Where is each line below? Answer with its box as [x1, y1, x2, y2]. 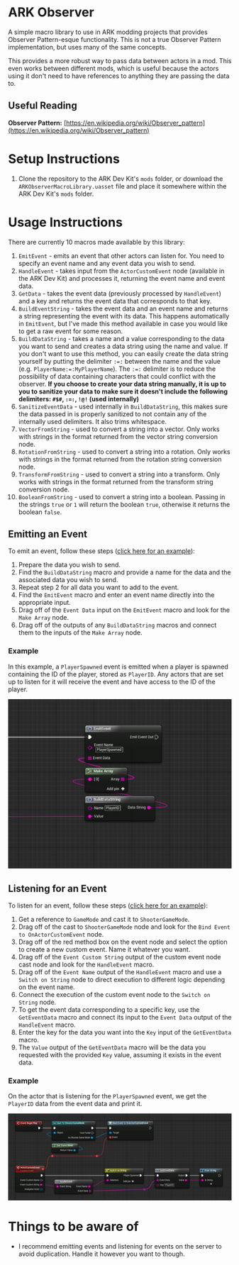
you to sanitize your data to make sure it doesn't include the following [18, 387, 228, 396]
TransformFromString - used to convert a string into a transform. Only [18, 469, 221, 479]
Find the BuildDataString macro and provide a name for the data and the [18, 568, 231, 576]
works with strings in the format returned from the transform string [18, 477, 213, 486]
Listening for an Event [8, 882, 107, 894]
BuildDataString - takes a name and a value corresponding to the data [18, 334, 226, 342]
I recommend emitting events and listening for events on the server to [18, 1242, 222, 1251]
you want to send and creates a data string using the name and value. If [18, 342, 228, 350]
